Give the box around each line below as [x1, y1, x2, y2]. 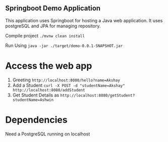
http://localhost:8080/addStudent [12, 87, 85, 92]
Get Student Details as [12, 92, 60, 98]
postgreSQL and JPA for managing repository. [5, 23, 101, 29]
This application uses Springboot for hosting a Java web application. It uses [5, 17, 163, 23]
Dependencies [5, 114, 68, 125]
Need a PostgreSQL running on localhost [5, 131, 90, 137]
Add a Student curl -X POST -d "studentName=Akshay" [12, 82, 125, 88]
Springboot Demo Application [5, 4, 101, 13]
